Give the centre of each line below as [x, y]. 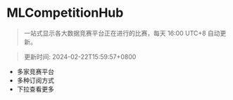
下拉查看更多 [35, 89]
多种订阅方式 [35, 80]
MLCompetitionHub [65, 13]
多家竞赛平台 [35, 71]
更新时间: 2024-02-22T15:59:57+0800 [80, 57]
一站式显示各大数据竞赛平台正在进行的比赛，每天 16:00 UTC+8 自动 [122, 33]
